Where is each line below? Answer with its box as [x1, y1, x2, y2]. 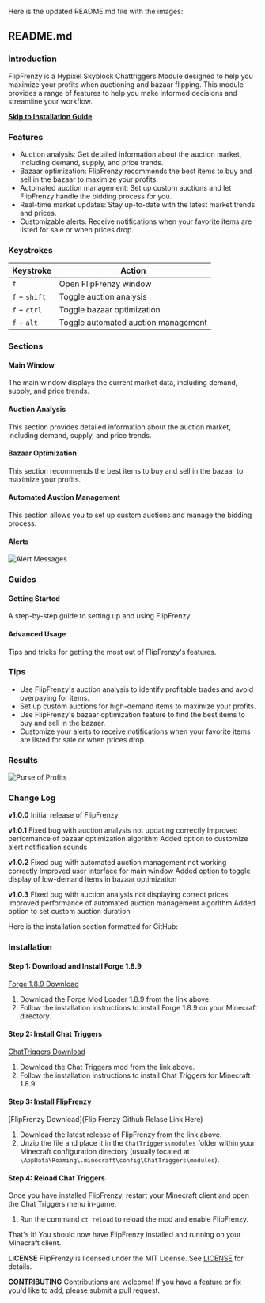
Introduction [8, 53, 57, 64]
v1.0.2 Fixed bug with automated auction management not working [8, 858, 227, 867]
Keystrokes [8, 244, 53, 255]
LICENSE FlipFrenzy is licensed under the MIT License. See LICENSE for [8, 1253, 244, 1263]
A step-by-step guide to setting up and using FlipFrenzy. [8, 611, 192, 621]
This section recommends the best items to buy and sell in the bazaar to [8, 466, 244, 475]
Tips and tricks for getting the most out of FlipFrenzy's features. [8, 647, 217, 656]
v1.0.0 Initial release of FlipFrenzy [8, 810, 119, 820]
